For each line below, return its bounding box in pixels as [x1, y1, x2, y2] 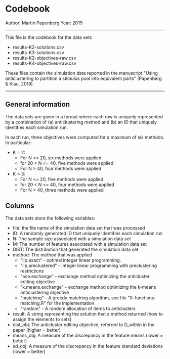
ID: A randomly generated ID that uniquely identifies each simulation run [12, 230, 163, 236]
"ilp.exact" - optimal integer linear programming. [20, 257, 121, 263]
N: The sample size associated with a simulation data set [12, 236, 131, 242]
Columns [5, 202, 34, 210]
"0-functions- [127, 294, 156, 301]
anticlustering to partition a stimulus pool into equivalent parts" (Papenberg [5, 75, 162, 81]
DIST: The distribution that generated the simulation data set [12, 246, 139, 252]
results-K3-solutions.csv [12, 49, 64, 56]
